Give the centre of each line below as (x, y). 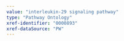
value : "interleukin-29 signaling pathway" (63, 12)
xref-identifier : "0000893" (42, 23)
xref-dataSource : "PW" (35, 29)
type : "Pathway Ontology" (39, 17)
